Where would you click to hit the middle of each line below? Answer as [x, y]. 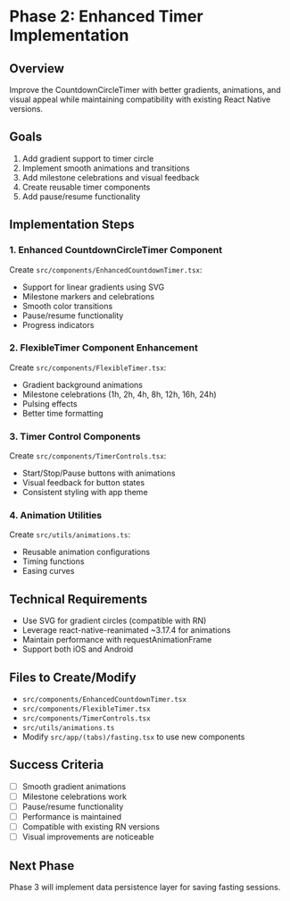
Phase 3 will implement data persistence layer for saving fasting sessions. [145, 888]
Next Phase [42, 866]
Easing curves [48, 571]
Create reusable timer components [86, 187]
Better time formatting [63, 413]
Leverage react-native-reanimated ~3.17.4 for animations [126, 630]
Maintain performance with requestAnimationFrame [117, 640]
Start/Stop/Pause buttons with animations [99, 473]
